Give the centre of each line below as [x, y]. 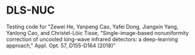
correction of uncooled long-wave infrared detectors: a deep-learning [92, 39]
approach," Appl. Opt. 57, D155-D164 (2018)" [61, 46]
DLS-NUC [31, 10]
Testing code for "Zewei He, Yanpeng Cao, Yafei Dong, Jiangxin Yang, [92, 27]
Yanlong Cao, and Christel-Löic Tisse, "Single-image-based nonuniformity [97, 33]
